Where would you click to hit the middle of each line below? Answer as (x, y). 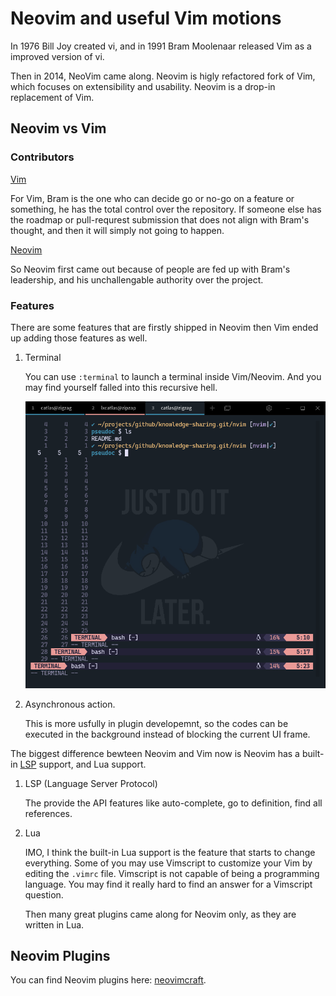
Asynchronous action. (70, 704)
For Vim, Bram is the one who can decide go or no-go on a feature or (152, 198)
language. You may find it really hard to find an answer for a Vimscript (168, 884)
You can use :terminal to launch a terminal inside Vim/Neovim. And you (173, 376)
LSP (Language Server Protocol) (91, 783)
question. (44, 894)
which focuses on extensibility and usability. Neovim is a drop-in (143, 86)
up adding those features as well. (79, 338)
